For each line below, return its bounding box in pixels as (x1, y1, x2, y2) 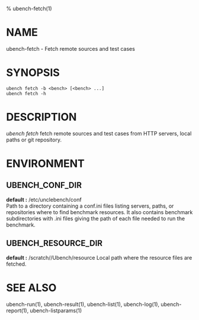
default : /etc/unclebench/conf (6, 196, 82, 203)
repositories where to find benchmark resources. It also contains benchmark (6, 208, 193, 215)
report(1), (6, 307, 29, 314)
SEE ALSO (6, 281, 57, 295)
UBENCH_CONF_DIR (6, 180, 82, 190)
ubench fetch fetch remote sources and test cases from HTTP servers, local (6, 130, 192, 137)
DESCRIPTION (6, 111, 77, 124)
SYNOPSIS (6, 66, 60, 79)
